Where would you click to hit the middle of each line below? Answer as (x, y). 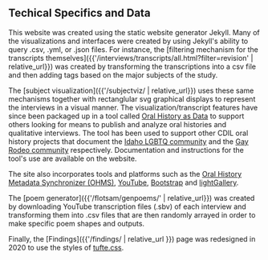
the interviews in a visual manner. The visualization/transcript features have (133, 107)
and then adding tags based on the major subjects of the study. (113, 74)
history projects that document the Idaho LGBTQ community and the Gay (128, 141)
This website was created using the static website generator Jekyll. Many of (134, 32)
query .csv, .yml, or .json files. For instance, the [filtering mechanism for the (133, 49)
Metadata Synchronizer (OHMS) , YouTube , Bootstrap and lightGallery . (124, 182)
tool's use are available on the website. (73, 158)
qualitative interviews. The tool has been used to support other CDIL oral (128, 133)
